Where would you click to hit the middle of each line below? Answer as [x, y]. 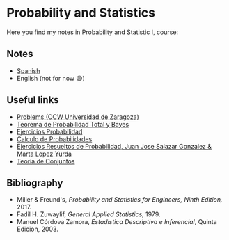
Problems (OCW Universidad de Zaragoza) [78, 117]
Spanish [28, 70]
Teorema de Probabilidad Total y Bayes [73, 124]
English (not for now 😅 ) [50, 78]
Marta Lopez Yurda [44, 154]
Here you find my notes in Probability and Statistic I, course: [93, 32]
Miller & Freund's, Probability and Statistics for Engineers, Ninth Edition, [120, 200]
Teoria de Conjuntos [46, 161]
